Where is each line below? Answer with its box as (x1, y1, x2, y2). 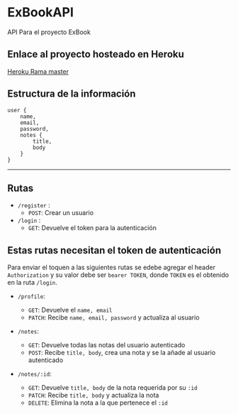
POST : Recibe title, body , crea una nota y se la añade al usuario (28, 349, 216, 357)
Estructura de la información (7, 88, 136, 100)
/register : (17, 201, 51, 209)
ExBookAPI (7, 4, 74, 21)
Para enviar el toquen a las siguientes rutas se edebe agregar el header (7, 263, 216, 272)
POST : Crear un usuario (28, 209, 94, 217)
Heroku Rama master (7, 67, 69, 75)
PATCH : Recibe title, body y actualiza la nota (28, 391, 159, 400)
